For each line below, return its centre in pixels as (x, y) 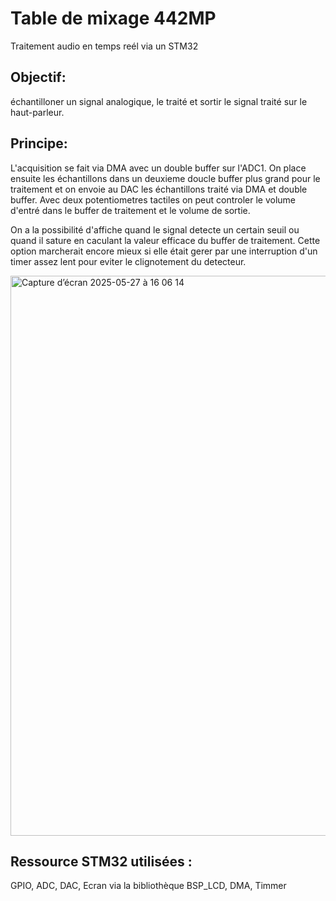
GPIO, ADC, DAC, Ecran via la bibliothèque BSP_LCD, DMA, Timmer (148, 886)
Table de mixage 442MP (113, 18)
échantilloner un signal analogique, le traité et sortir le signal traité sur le (159, 101)
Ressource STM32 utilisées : (101, 861)
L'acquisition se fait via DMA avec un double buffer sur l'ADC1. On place (158, 168)
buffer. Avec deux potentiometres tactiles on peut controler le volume (153, 199)
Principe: (39, 143)
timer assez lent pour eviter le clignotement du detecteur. (128, 261)
